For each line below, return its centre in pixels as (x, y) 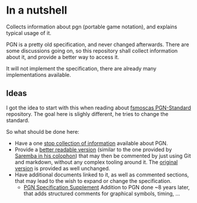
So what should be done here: (43, 131)
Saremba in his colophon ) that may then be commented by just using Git (103, 156)
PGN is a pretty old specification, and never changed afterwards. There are (98, 44)
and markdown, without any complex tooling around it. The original (96, 162)
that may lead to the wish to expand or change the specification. (93, 181)
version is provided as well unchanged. (62, 168)
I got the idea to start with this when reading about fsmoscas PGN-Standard (98, 108)
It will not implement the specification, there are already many (81, 68)
